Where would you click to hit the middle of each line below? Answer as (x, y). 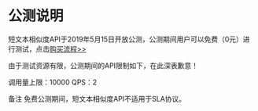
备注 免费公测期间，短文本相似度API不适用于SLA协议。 (97, 98)
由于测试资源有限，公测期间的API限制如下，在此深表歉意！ (103, 65)
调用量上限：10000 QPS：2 (53, 82)
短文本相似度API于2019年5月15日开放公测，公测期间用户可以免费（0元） (126, 39)
